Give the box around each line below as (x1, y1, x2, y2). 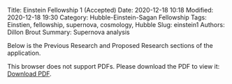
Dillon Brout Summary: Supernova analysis (7, 28, 131, 36)
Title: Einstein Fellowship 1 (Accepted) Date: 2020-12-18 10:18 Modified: (7, 6, 214, 14)
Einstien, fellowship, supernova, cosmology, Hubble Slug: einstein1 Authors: (7, 21, 225, 28)
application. (7, 49, 41, 57)
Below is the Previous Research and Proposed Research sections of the (7, 42, 213, 49)
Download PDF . (7, 69, 52, 78)
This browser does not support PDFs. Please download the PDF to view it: (7, 62, 220, 70)
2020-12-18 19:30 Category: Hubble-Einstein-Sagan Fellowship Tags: (7, 13, 208, 22)
